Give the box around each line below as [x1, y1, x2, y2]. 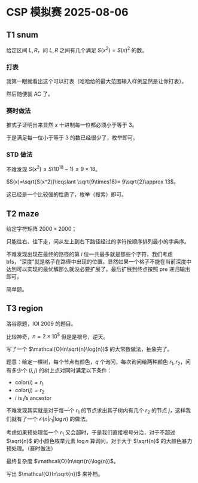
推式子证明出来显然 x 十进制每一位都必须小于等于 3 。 [6, 121, 138, 129]
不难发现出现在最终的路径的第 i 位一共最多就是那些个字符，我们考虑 [6, 250, 173, 258]
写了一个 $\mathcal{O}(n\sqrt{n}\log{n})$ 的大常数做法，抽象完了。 [6, 346, 173, 353]
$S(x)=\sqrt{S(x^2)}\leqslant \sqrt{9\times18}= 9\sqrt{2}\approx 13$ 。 [6, 178, 179, 185]
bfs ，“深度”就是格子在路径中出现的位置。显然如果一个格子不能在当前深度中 [6, 258, 192, 265]
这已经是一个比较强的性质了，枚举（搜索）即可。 [6, 191, 127, 198]
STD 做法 [6, 151, 33, 159]
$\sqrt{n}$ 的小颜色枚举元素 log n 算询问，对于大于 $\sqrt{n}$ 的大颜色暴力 [6, 438, 193, 445]
